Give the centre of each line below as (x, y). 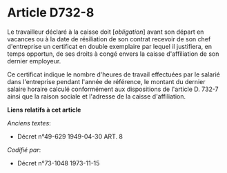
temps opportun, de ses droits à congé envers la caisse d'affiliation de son (113, 54)
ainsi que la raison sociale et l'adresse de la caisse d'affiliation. (97, 96)
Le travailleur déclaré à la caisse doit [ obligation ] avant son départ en (106, 32)
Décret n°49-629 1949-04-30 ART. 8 (70, 136)
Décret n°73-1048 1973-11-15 (58, 163)
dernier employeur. (34, 61)
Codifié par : (24, 150)
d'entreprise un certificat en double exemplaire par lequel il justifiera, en (110, 46)
